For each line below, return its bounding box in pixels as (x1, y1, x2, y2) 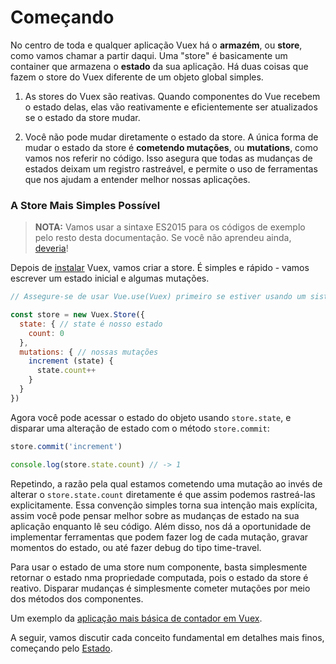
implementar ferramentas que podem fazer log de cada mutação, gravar (10, 531, 309, 543)
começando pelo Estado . (10, 642, 113, 654)
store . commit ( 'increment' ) (10, 441, 123, 451)
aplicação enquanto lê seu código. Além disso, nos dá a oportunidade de (10, 520, 312, 532)
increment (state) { (28, 356, 114, 366)
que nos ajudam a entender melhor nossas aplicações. (24, 173, 251, 185)
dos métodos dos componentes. (10, 592, 144, 605)
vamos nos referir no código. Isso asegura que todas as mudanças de (24, 152, 313, 164)
